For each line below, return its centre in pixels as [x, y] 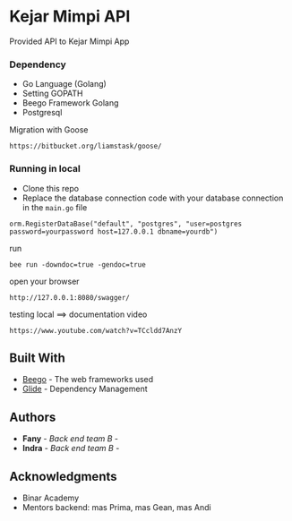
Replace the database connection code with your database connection [153, 198]
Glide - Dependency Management [85, 389]
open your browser [44, 281]
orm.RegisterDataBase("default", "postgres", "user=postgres [126, 224]
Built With [37, 358]
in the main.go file [55, 207]
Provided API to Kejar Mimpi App [69, 41]
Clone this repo [50, 188]
